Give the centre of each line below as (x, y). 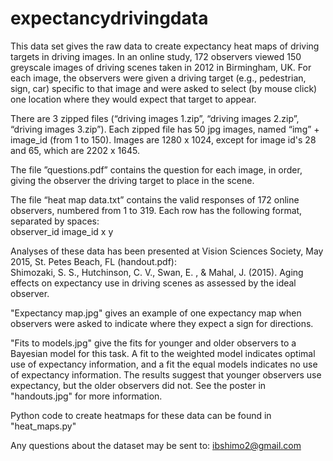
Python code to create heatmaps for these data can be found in (141, 415)
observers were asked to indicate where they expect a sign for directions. (162, 323)
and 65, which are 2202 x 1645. (75, 150)
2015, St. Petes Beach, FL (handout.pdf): (93, 261)
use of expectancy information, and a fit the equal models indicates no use (164, 364)
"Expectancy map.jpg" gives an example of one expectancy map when (156, 313)
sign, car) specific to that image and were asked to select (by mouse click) (164, 88)
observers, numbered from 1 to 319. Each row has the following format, (156, 210)
